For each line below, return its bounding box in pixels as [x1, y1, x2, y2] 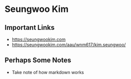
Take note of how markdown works [11, 69, 84, 75]
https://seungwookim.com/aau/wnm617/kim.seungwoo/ [11, 42, 126, 48]
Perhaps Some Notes [4, 56, 71, 65]
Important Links [4, 23, 55, 32]
